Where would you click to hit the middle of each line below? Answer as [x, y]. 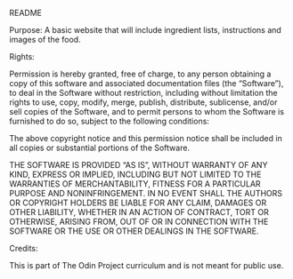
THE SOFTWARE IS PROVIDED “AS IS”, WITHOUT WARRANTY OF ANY [138, 165]
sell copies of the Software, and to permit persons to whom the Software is [147, 112]
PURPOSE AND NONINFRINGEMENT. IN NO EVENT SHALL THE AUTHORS [146, 193]
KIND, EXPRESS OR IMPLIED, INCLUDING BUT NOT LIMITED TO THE [135, 174]
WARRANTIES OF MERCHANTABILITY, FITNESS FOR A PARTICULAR [135, 184]
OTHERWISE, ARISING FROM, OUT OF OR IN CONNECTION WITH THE [139, 222]
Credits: [24, 248]
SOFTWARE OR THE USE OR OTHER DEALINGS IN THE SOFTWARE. [134, 231]
